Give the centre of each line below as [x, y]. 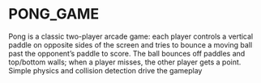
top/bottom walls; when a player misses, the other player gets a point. [125, 62]
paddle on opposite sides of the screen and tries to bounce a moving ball [130, 44]
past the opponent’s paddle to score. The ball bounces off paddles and [127, 53]
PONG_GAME [54, 14]
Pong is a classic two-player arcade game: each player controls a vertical [131, 36]
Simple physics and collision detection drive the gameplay [105, 70]
